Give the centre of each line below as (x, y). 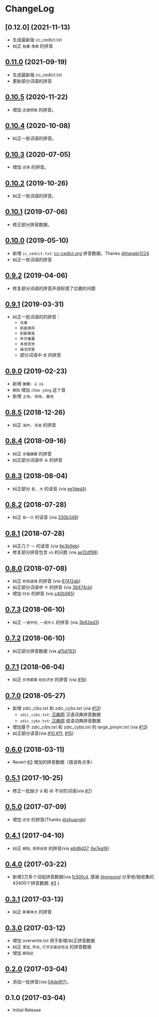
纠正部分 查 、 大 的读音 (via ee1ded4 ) (49, 489)
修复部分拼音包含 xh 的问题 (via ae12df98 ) (55, 552)
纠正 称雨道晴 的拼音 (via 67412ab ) (46, 581)
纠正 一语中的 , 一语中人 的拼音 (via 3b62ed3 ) (56, 622)
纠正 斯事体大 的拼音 (32, 912)
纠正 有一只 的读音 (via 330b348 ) (45, 517)
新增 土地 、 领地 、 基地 (33, 396)
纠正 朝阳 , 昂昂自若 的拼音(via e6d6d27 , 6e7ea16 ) (61, 848)
